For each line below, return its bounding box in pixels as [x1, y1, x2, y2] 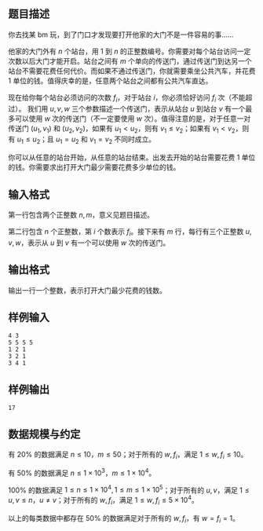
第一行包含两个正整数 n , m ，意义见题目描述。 [8, 211, 155, 220]
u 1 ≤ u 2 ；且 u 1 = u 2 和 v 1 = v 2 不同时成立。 [16, 134, 156, 146]
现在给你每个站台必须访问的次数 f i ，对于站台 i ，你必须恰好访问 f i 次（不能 [8, 93, 246, 104]
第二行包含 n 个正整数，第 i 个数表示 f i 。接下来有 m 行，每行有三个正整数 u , [8, 227, 252, 238]
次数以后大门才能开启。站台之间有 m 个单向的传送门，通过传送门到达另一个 [8, 56, 253, 65]
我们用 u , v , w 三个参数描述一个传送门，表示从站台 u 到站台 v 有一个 [27, 104, 246, 113]
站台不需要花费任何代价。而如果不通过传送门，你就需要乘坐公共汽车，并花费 [8, 66, 256, 75]
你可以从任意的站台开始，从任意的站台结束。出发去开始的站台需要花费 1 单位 [8, 152, 256, 163]
